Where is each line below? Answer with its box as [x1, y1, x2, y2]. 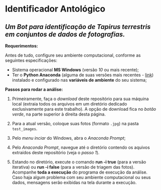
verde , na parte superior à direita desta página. [12, 111, 106, 117]
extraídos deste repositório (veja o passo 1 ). [12, 150, 100, 155]
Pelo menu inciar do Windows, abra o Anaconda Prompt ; [12, 135, 126, 141]
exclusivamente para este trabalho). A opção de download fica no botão [12, 106, 156, 112]
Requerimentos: [5, 43, 38, 49]
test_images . [12, 126, 38, 132]
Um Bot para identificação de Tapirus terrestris [5, 23, 151, 31]
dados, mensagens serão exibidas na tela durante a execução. [12, 180, 137, 185]
